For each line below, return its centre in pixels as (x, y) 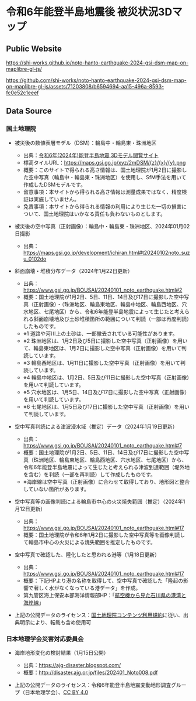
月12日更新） (30, 509)
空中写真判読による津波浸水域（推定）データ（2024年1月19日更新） (96, 426)
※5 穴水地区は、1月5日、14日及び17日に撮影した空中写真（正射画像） (106, 392)
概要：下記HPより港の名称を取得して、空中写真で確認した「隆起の (103, 580)
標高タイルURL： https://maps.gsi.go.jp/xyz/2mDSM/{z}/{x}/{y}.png (104, 162)
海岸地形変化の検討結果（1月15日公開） (62, 652)
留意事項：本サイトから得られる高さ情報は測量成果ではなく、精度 (102, 192)
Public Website (34, 48)
